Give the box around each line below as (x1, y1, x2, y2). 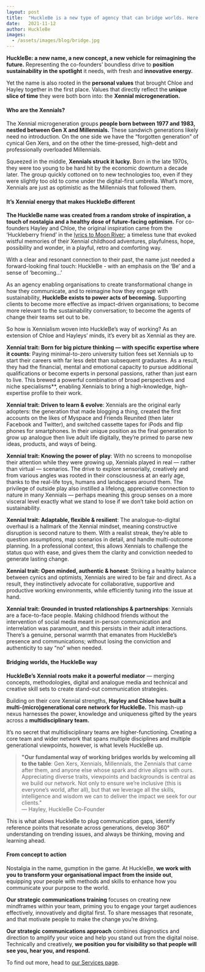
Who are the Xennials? (6, 106, 65, 113)
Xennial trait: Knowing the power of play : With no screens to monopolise (6, 452, 192, 460)
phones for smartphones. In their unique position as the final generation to (6, 427, 194, 435)
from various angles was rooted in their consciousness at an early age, (6, 472, 185, 479)
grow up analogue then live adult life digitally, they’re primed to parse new (6, 434, 193, 442)
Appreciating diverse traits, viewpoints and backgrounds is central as (21, 773, 196, 780)
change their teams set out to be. (6, 313, 90, 321)
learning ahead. (6, 836, 46, 844)
